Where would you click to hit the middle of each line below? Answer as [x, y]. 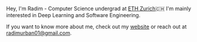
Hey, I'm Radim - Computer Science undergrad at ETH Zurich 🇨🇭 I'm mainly [99, 9]
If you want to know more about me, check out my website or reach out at [96, 27]
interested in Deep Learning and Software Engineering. [73, 15]
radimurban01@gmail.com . [39, 33]
